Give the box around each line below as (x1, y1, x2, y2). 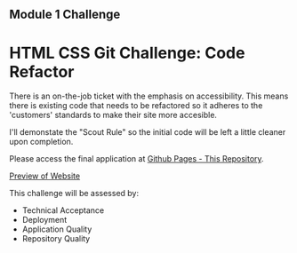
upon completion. (9, 137, 74, 147)
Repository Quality (21, 233, 91, 244)
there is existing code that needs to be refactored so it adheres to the (9, 100, 263, 111)
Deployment (21, 215, 68, 225)
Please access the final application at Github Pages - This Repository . (9, 154, 264, 164)
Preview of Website (9, 170, 81, 181)
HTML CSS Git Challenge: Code (9, 43, 245, 63)
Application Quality (21, 224, 92, 234)
